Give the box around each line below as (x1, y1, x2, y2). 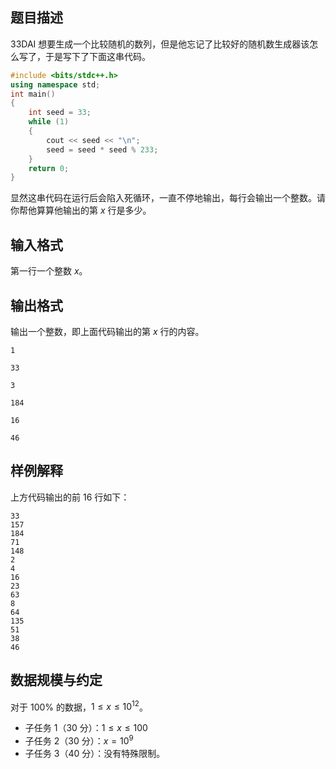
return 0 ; (28, 163, 70, 173)
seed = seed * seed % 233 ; (46, 144, 159, 155)
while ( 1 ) (28, 117, 70, 127)
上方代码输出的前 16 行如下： (10, 491, 130, 503)
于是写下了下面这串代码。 (44, 50, 151, 62)
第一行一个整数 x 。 (10, 265, 88, 277)
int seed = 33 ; (28, 108, 92, 118)
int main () (10, 89, 56, 99)
